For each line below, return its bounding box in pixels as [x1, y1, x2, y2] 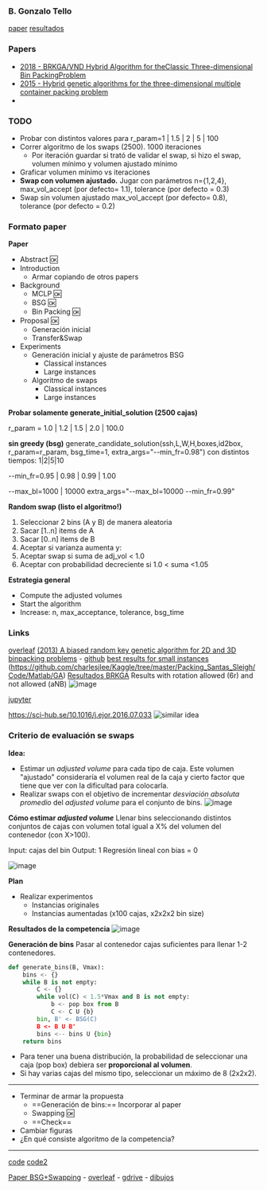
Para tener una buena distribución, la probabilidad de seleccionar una [19, 1051, 248, 1061]
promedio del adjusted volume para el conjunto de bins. [19, 797, 203, 807]
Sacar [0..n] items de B [19, 534, 95, 544]
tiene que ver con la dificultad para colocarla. [19, 781, 169, 790]
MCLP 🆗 [31, 289, 62, 299]
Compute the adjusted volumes [19, 591, 123, 601]
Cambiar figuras [19, 1125, 73, 1136]
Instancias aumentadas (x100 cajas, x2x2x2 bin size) [31, 908, 205, 918]
